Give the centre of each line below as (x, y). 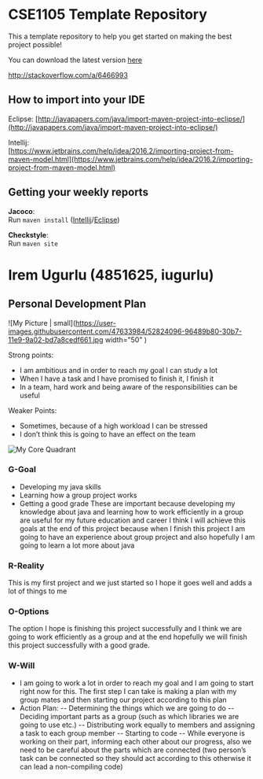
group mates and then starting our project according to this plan (123, 700)
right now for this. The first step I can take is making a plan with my (128, 691)
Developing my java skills (60, 486)
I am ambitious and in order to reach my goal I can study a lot (119, 370)
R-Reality (26, 566)
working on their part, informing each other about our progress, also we (135, 741)
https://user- (96, 323)
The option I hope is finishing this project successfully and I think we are (125, 629)
